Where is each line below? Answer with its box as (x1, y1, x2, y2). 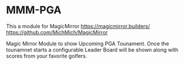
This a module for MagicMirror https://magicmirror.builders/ (6, 23, 151, 30)
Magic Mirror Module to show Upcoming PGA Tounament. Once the (6, 40, 169, 47)
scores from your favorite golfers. (6, 52, 87, 59)
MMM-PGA (6, 3, 62, 17)
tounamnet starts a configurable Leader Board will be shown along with (6, 46, 179, 53)
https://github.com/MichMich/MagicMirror (6, 28, 108, 35)
